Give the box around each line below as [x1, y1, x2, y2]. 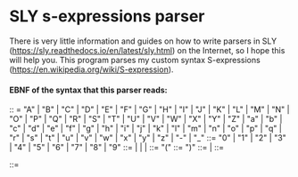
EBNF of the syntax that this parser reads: [9, 84, 168, 95]
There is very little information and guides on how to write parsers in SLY [9, 36, 277, 46]
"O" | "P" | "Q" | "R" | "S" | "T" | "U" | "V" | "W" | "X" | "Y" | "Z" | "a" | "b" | [9, 114, 283, 125]
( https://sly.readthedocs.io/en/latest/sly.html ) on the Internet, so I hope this [9, 44, 286, 55]
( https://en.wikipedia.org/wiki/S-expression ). [9, 64, 174, 75]
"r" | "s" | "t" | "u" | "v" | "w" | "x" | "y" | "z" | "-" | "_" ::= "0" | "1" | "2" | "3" [9, 133, 287, 143]
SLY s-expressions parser [9, 6, 205, 27]
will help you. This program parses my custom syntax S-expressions [9, 54, 261, 65]
